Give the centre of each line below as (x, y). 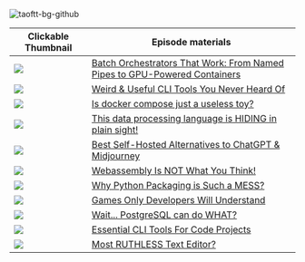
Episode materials (191, 42)
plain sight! (115, 130)
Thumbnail (48, 48)
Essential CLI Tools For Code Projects (171, 229)
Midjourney (116, 156)
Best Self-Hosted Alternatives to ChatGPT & (186, 145)
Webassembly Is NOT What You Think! (174, 170)
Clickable (49, 36)
